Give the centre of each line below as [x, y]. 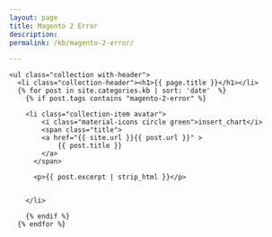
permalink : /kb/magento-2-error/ [72, 43]
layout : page [34, 18]
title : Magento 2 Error [54, 26]
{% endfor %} [42, 224]
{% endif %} [48, 216]
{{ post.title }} [90, 146]
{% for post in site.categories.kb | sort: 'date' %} [122, 91]
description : [34, 34]
